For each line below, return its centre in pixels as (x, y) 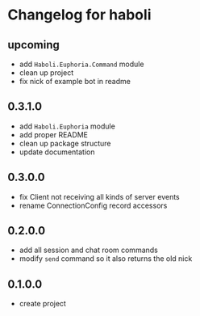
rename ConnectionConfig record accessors (93, 205)
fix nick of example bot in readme (75, 81)
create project (42, 304)
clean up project (46, 73)
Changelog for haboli (79, 15)
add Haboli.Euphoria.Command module (81, 64)
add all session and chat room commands (88, 250)
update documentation (57, 152)
